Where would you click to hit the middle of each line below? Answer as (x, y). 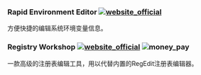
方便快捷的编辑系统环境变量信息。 (57, 28)
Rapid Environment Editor (52, 12)
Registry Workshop (42, 47)
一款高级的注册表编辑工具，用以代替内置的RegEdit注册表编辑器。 (103, 63)
